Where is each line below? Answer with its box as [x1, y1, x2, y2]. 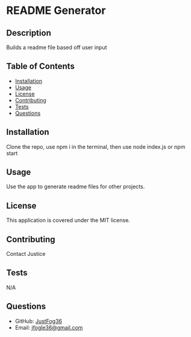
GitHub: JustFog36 [14, 317, 62, 324]
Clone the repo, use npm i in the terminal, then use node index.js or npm [6, 143, 186, 150]
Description [6, 28, 51, 38]
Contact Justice [6, 250, 46, 258]
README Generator [6, 4, 106, 18]
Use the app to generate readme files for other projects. [6, 183, 145, 191]
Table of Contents [6, 61, 75, 71]
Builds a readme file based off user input [6, 44, 107, 51]
